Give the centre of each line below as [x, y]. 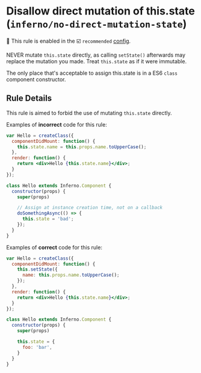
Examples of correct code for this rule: [54, 247]
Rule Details [29, 99]
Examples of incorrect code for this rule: [57, 124]
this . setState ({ [38, 269]
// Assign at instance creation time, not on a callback [90, 208]
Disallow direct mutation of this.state [101, 11]
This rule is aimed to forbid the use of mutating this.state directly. [89, 113]
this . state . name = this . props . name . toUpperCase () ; [82, 147]
